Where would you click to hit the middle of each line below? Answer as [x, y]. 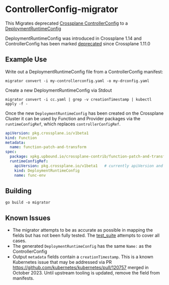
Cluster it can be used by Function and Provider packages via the [73, 118]
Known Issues [28, 218]
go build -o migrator [28, 202]
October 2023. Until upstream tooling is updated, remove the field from [86, 273]
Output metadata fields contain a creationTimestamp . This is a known [83, 257]
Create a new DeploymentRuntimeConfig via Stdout [59, 90]
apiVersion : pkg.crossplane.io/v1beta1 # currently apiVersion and [89, 166]
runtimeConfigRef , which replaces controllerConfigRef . [63, 124]
